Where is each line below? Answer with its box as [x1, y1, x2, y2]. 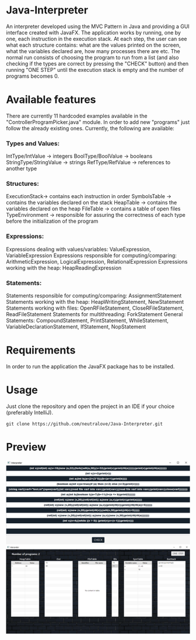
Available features [6, 93, 96, 106]
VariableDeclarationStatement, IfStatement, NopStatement [6, 323, 146, 330]
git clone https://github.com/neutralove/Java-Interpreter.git [6, 421, 163, 427]
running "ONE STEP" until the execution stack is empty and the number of [6, 66, 184, 73]
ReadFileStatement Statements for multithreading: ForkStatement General [6, 311, 183, 318]
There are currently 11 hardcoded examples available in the [6, 112, 148, 119]
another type [6, 165, 37, 172]
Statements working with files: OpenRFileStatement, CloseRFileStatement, [6, 305, 184, 312]
